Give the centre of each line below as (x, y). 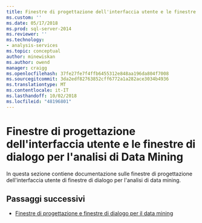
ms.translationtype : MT (36, 85)
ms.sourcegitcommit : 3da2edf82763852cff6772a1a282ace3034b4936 (88, 79)
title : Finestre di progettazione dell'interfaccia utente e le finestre (101, 12)
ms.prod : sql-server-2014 (39, 29)
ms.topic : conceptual (34, 51)
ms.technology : (25, 40)
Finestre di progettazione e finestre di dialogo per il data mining (94, 213)
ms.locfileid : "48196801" (39, 101)
